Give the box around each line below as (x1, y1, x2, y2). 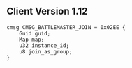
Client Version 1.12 (6, 6, 88, 17)
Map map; (19, 36, 45, 43)
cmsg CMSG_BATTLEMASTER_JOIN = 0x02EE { (6, 24, 126, 31)
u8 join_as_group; (19, 48, 73, 55)
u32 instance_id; (19, 42, 70, 49)
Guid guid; (19, 30, 51, 37)
